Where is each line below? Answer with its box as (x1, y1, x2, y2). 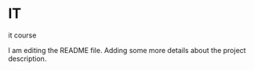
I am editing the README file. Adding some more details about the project (8, 45, 246, 55)
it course (8, 30, 37, 40)
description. (8, 54, 47, 63)
